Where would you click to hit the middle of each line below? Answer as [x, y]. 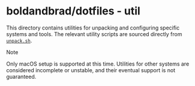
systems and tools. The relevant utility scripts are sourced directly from [94, 34]
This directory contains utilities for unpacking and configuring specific [93, 28]
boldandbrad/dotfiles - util [73, 11]
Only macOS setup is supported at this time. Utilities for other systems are [98, 64]
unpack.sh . [19, 40]
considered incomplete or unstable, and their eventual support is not [91, 70]
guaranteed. [21, 76]
